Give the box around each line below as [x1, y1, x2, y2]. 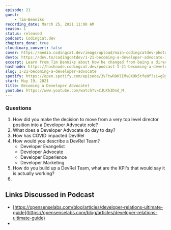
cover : [5, 50, 19, 55]
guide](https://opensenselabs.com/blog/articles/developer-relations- [12, 209, 158, 215]
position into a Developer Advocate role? [12, 122, 98, 128]
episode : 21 [5, 7, 31, 13]
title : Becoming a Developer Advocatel [5, 83, 90, 88]
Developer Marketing [20, 159, 65, 165]
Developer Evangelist [20, 143, 65, 149]
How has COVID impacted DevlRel [12, 132, 85, 138]
